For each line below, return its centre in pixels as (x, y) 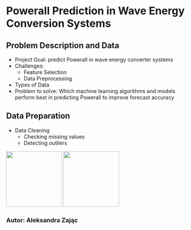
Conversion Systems (59, 23)
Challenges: (29, 66)
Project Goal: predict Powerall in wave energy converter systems (94, 60)
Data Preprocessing (48, 79)
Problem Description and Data (63, 45)
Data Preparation (38, 116)
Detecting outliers (45, 143)
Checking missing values (54, 136)
